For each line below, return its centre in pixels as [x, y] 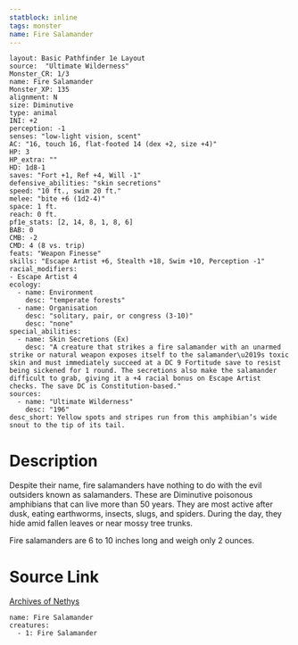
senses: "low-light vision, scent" [75, 136]
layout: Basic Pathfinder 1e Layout [77, 59]
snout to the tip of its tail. [67, 426]
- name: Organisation [58, 309]
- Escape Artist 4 [43, 277]
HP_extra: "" [33, 160]
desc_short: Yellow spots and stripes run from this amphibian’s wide [143, 418]
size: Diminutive [41, 105]
